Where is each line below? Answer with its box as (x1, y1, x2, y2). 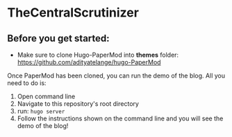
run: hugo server (17, 107, 65, 115)
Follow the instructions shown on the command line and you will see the (17, 114, 224, 122)
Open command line (17, 92, 76, 100)
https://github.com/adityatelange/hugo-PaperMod (17, 58, 161, 66)
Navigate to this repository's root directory (17, 100, 139, 108)
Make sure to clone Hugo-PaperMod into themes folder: (17, 51, 179, 59)
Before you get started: (7, 33, 110, 44)
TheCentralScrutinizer (7, 5, 139, 21)
